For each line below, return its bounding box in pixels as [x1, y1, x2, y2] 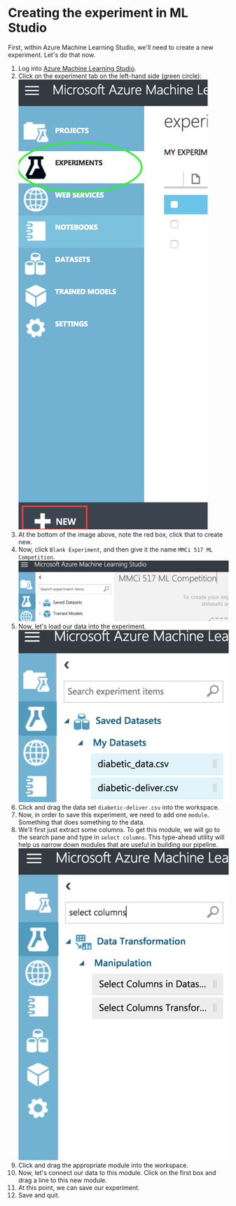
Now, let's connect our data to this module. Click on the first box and [18, 1168, 216, 1176]
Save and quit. [18, 1191, 60, 1199]
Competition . [18, 552, 55, 561]
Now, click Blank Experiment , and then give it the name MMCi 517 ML [18, 545, 213, 553]
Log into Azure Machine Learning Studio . [18, 64, 137, 72]
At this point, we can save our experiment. [18, 1183, 140, 1192]
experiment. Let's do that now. [8, 51, 96, 59]
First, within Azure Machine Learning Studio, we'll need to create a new [8, 43, 214, 51]
